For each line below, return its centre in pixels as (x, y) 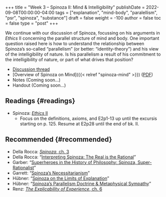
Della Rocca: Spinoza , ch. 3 (41, 151)
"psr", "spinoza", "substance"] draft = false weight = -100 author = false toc (83, 18)
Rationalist (23, 167)
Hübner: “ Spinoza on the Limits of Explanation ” (61, 178)
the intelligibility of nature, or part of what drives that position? (69, 59)
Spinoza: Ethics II (30, 113)
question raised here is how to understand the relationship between (75, 44)
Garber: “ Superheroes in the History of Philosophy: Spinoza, (74, 162)
